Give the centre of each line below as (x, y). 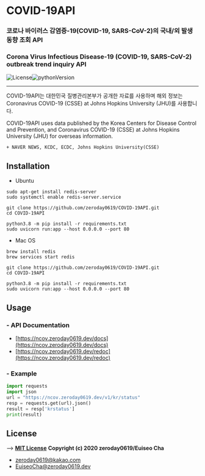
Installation (28, 166)
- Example (22, 374)
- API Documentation (38, 325)
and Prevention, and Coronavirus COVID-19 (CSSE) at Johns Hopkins (93, 130)
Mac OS (25, 241)
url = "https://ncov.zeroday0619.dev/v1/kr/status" (73, 397)
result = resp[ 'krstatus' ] (41, 409)
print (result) (24, 414)
